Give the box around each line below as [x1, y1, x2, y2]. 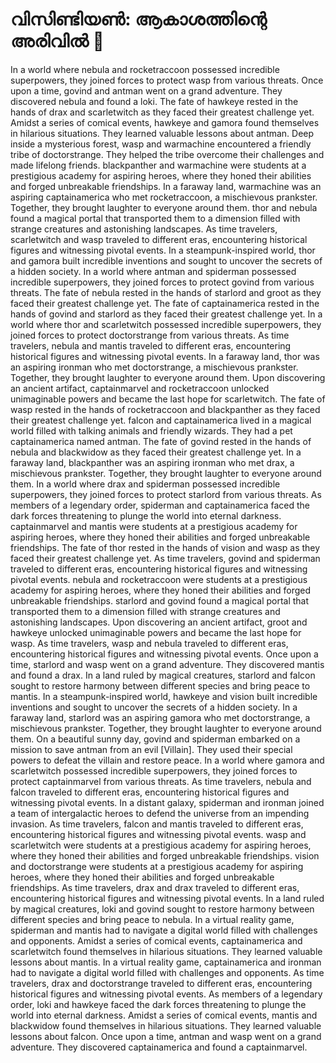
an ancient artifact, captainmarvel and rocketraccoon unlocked [10, 382, 270, 394]
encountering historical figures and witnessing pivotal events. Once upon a [10, 648, 319, 660]
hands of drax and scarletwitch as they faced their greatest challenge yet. [10, 106, 315, 118]
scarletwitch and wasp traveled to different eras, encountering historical [10, 233, 308, 245]
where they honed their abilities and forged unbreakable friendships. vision [10, 849, 320, 862]
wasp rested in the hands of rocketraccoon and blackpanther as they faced [10, 403, 321, 415]
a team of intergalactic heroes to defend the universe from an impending [10, 807, 310, 819]
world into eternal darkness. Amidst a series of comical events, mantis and [10, 1009, 318, 1021]
